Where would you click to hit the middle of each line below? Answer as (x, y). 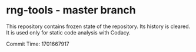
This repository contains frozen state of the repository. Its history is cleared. (98, 26)
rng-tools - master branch (71, 10)
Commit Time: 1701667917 (38, 44)
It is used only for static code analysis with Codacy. (68, 32)
